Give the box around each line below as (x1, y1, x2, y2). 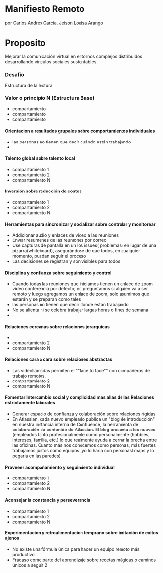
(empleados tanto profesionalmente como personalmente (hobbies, (12, 432, 150, 438)
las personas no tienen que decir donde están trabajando (12, 302, 129, 308)
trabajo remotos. (12, 373, 46, 379)
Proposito (5, 37, 46, 48)
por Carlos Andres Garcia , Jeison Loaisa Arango (5, 20, 103, 26)
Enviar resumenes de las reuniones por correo (12, 238, 107, 243)
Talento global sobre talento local (5, 155, 75, 161)
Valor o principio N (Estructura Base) (5, 95, 95, 102)
